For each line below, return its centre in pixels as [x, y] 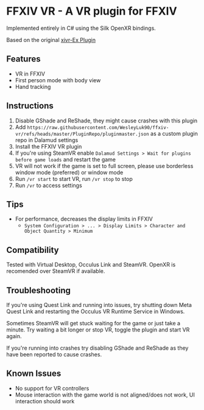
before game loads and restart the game [65, 159]
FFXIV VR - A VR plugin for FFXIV [92, 11]
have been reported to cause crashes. [54, 354]
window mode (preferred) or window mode [69, 172]
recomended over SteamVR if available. [56, 271]
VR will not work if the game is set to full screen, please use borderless [104, 166]
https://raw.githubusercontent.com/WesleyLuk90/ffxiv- [98, 127]
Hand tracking [33, 87]
